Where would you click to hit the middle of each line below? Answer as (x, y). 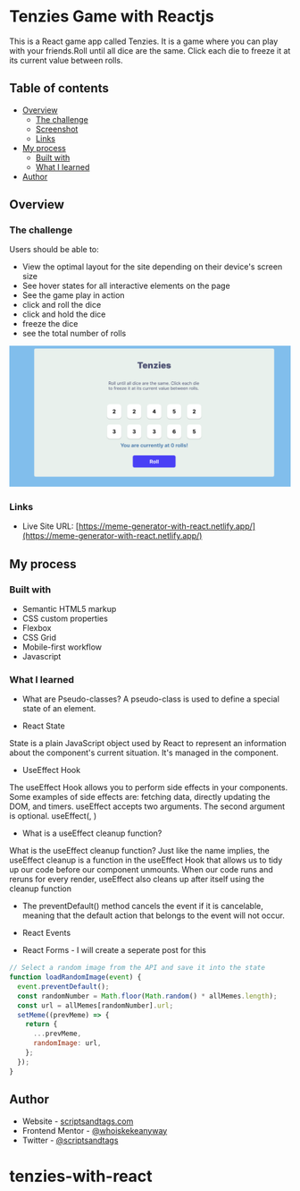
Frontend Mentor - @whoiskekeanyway (95, 1130)
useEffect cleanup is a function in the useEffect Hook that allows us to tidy (146, 860)
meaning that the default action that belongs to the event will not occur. (154, 915)
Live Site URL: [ (50, 526)
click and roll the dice (62, 305)
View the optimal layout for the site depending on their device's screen (152, 267)
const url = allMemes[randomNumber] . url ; (96, 1005)
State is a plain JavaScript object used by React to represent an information (148, 744)
